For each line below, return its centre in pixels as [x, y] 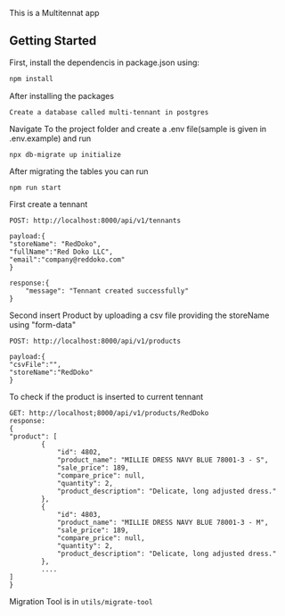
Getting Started [53, 41]
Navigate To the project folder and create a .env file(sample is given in [138, 129]
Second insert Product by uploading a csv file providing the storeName [139, 315]
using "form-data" [43, 324]
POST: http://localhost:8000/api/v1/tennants [95, 221]
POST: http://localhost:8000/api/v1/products [95, 341]
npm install [31, 79]
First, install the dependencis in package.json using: [105, 62]
